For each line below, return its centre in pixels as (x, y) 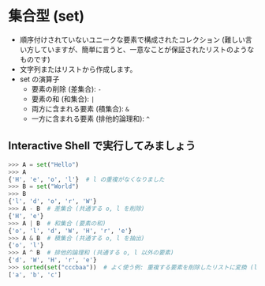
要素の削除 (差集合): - (66, 88)
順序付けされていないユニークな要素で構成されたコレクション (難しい (132, 40)
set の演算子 (39, 79)
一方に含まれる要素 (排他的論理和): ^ (90, 119)
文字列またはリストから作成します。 (78, 69)
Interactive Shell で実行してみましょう (102, 146)
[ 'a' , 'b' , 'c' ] (35, 275)
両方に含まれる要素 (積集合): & (80, 108)
